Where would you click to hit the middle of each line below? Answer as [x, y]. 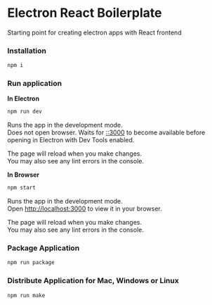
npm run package [31, 263]
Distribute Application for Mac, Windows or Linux [93, 281]
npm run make [26, 295]
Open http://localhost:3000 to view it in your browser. [85, 208]
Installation [27, 51]
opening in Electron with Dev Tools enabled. [71, 140]
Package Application [44, 248]
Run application [34, 84]
